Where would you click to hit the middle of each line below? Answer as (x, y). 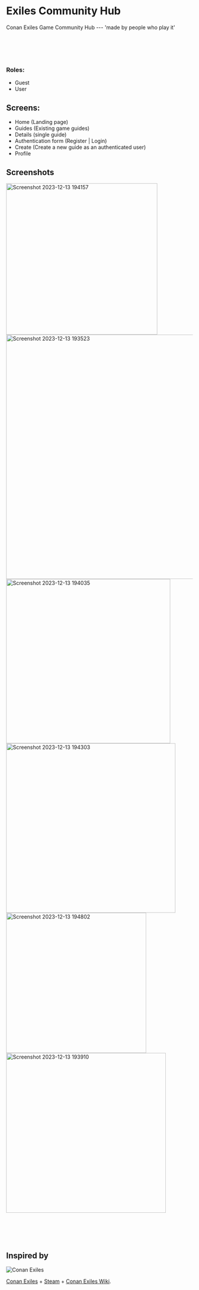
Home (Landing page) (41, 122)
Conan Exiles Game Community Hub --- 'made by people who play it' (91, 27)
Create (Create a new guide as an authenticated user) (80, 147)
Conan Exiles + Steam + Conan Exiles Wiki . (59, 1281)
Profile (23, 154)
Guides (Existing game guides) (52, 128)
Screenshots (30, 172)
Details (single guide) (41, 135)
